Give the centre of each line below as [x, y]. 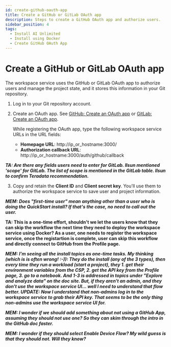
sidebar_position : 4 [27, 24]
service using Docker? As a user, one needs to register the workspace [81, 233]
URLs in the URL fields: [37, 134]
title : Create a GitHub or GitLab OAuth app [53, 15]
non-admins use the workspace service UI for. [56, 302]
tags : [11, 29]
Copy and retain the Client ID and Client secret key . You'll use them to [87, 186]
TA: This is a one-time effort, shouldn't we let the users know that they [82, 222]
